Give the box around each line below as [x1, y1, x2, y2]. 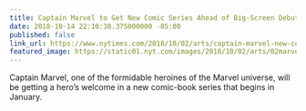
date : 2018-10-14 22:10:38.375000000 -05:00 [9, 22, 181, 31]
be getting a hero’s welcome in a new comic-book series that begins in [9, 82, 275, 93]
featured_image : [9, 47, 71, 56]
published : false [9, 30, 76, 39]
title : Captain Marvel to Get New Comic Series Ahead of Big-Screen [9, 13, 275, 23]
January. [9, 92, 43, 103]
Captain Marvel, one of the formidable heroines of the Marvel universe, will [9, 72, 291, 83]
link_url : [9, 38, 47, 48]
